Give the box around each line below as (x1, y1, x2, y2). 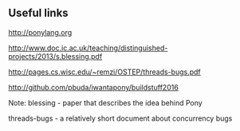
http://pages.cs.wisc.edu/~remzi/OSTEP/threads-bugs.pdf (8, 67, 201, 77)
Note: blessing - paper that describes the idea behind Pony (8, 97, 203, 107)
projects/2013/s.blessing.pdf (8, 51, 103, 61)
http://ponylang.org (8, 27, 73, 37)
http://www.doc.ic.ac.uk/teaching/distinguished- (8, 43, 168, 53)
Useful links (8, 6, 69, 20)
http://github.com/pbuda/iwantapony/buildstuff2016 (8, 82, 179, 92)
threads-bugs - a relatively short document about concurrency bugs (8, 113, 233, 123)
